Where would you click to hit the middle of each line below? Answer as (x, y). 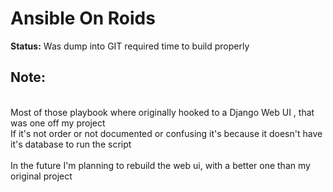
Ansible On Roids (83, 18)
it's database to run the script (71, 144)
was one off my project (58, 123)
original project (41, 176)
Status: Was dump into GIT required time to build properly (130, 46)
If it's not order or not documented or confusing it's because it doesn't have (166, 133)
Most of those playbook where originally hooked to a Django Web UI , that (162, 112)
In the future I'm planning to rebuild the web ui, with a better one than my (160, 165)
